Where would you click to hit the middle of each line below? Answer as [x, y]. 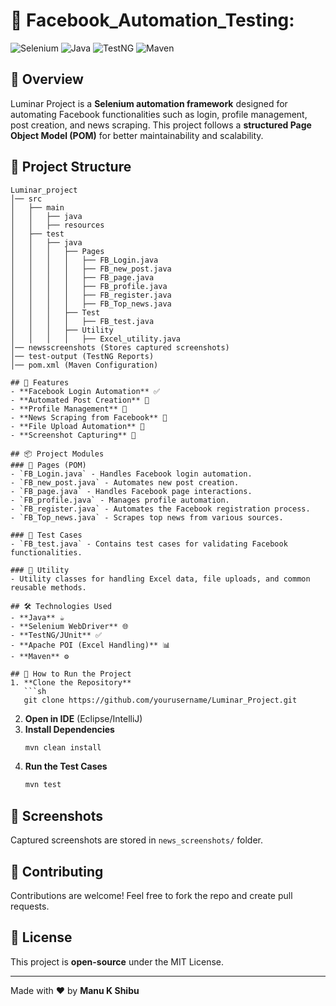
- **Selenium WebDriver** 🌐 [69, 626]
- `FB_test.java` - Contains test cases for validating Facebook [149, 544]
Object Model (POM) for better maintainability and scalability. [137, 135]
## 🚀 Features [40, 382]
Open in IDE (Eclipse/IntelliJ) [83, 718]
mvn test [43, 785]
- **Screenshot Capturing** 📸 [73, 435]
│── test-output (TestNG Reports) [82, 356]
